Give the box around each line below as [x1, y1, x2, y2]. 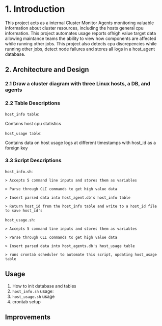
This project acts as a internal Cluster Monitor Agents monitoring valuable [5, 20, 154, 26]
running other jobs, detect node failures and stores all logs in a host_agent [5, 46, 155, 52]
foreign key [5, 145, 28, 151]
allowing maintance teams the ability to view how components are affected [5, 36, 157, 41]
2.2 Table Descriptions [5, 100, 60, 107]
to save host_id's [5, 208, 43, 213]
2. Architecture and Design [5, 66, 89, 74]
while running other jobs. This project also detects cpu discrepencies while [5, 40, 157, 46]
